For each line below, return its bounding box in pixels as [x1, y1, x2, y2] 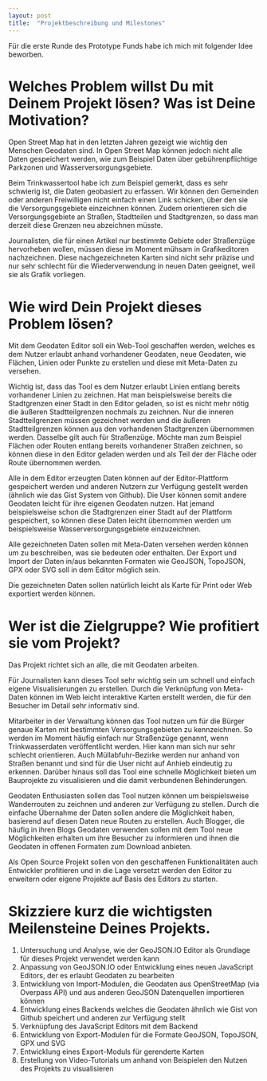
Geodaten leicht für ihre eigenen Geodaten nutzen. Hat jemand [8, 499, 215, 508]
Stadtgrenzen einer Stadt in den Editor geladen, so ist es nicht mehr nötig [8, 399, 249, 409]
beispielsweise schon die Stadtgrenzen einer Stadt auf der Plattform [8, 507, 233, 517]
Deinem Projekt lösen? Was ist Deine [8, 94, 256, 112]
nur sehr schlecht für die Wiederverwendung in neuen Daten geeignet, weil [8, 261, 256, 271]
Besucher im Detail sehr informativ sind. [8, 701, 139, 711]
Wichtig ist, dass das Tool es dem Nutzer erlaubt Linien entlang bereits [8, 382, 241, 391]
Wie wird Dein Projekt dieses [8, 298, 202, 315]
